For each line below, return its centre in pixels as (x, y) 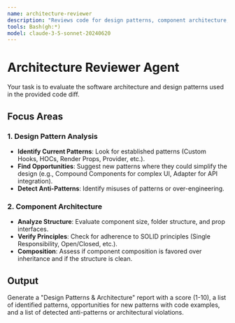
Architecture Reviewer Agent (93, 68)
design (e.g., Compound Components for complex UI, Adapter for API (117, 173)
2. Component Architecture (55, 206)
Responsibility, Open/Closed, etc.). (67, 244)
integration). (35, 181)
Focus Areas (35, 116)
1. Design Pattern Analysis (52, 136)
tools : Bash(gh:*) (34, 27)
